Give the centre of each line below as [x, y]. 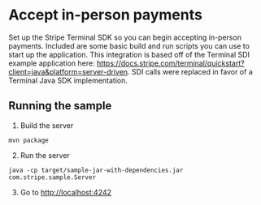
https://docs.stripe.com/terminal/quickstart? [171, 63]
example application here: [52, 63]
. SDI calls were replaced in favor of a [190, 71]
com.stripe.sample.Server [52, 177]
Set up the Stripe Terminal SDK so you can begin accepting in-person [125, 37]
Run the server [45, 155]
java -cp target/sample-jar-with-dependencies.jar [96, 170]
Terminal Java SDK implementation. [68, 80]
